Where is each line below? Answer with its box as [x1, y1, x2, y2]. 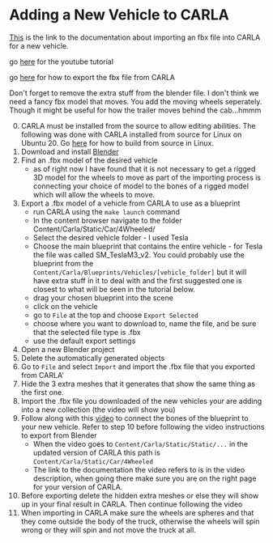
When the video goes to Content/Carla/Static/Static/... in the [32, 439, 249, 448]
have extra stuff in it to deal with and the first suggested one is [32, 275, 242, 285]
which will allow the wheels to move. [32, 189, 156, 199]
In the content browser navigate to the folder [32, 215, 183, 225]
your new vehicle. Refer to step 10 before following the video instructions [20, 422, 265, 431]
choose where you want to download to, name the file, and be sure [32, 318, 257, 329]
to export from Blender [20, 431, 97, 440]
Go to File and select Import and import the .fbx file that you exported [20, 362, 256, 371]
